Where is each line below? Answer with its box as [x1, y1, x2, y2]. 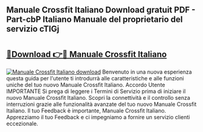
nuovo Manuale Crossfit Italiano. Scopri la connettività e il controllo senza [6, 94, 190, 101]
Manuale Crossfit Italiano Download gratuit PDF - [6, 5, 196, 15]
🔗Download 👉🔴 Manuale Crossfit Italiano [6, 49, 167, 60]
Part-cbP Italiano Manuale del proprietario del [6, 15, 184, 25]
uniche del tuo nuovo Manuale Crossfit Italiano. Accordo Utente [6, 82, 165, 88]
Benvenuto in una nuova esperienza [102, 68, 193, 75]
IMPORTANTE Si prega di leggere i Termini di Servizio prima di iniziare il [6, 88, 186, 95]
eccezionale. [6, 120, 38, 127]
